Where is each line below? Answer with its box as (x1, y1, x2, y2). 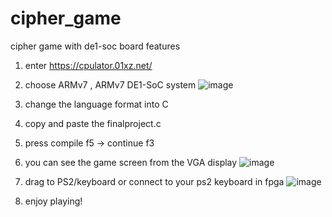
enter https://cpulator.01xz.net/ (24, 59, 153, 71)
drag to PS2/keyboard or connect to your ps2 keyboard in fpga (24, 175, 285, 187)
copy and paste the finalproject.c (24, 117, 162, 129)
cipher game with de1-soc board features (10, 40, 181, 52)
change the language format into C (24, 98, 169, 110)
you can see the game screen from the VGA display (24, 156, 238, 168)
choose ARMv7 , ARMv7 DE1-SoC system (24, 78, 197, 91)
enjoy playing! (24, 195, 83, 207)
